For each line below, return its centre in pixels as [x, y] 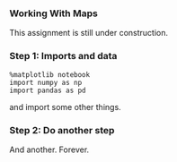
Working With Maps [54, 13]
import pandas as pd [48, 90]
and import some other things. [65, 107]
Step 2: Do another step [62, 130]
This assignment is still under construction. [89, 33]
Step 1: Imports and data [63, 56]
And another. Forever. [49, 149]
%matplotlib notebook [50, 74]
